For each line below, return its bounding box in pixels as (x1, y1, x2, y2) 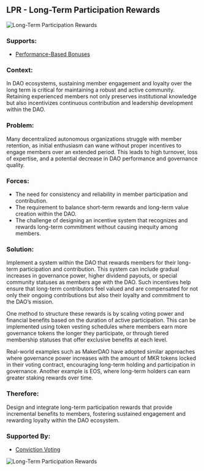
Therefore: (6, 389, 39, 398)
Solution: (6, 245, 34, 254)
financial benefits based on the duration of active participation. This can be (6, 316, 196, 324)
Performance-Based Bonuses (15, 50, 91, 58)
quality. (6, 161, 25, 168)
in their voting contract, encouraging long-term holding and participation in (6, 361, 195, 368)
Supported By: (6, 432, 51, 440)
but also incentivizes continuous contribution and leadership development (6, 99, 193, 107)
